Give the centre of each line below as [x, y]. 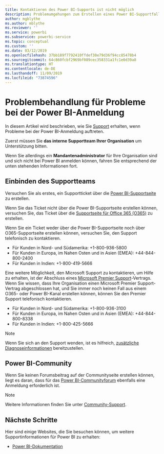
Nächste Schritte [31, 420]
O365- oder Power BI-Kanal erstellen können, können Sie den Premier [76, 293]
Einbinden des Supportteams [50, 181]
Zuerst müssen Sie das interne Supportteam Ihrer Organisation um [73, 141]
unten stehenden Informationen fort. [41, 166]
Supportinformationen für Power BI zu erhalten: [53, 437]
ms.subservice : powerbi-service [38, 37]
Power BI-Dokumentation [38, 447]
